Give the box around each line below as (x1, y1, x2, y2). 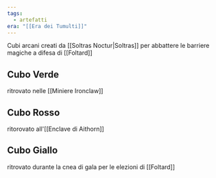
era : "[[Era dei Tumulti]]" (7, 23, 88, 29)
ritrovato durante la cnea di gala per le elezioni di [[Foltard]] (7, 162, 176, 171)
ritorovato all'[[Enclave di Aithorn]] (7, 125, 104, 133)
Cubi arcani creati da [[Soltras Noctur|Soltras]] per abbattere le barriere (7, 42, 210, 50)
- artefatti (13, 16, 48, 23)
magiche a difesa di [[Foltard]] (7, 49, 93, 57)
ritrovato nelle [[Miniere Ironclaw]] (7, 87, 104, 95)
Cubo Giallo (7, 144, 58, 156)
